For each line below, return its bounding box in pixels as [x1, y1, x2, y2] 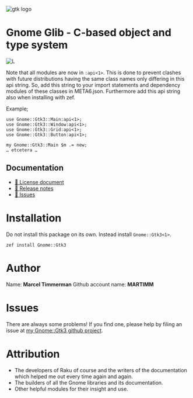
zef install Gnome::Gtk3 [6, 242, 66, 248]
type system [6, 39, 68, 52]
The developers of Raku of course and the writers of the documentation [14, 366, 188, 373]
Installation [6, 211, 62, 224]
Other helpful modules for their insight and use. [14, 385, 128, 392]
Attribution [6, 347, 60, 361]
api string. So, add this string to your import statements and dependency [6, 81, 181, 88]
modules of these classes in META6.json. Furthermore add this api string [6, 88, 181, 95]
